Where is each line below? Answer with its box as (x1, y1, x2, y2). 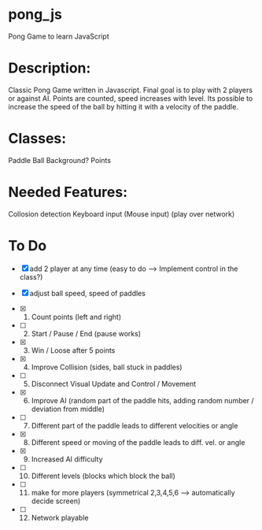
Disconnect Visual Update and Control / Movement (31, 379, 197, 388)
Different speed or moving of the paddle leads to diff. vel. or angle (31, 437, 245, 447)
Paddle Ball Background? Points (8, 155, 112, 165)
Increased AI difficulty (31, 454, 104, 464)
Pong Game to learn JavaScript (8, 32, 109, 41)
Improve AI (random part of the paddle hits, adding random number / (31, 395, 254, 405)
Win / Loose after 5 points (31, 345, 116, 355)
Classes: (8, 130, 67, 147)
